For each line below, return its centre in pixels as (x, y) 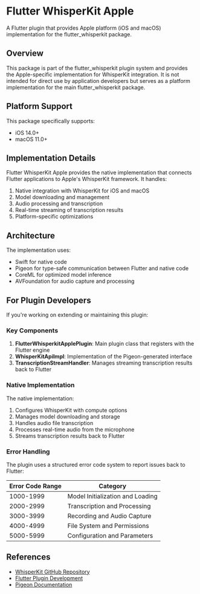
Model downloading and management (62, 197)
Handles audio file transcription (54, 423)
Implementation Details (51, 158)
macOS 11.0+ (31, 139)
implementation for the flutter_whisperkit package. (69, 34)
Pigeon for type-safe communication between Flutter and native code (102, 268)
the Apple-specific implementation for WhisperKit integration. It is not (93, 74)
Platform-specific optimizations (54, 217)
